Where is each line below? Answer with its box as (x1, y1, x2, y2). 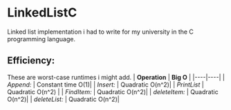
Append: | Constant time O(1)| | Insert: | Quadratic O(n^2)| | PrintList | (7, 80, 204, 89)
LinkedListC (7, 5, 77, 21)
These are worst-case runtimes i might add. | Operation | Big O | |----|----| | (7, 73, 225, 81)
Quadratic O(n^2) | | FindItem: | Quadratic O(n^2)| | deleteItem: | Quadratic (7, 87, 219, 96)
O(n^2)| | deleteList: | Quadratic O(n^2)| (7, 95, 120, 103)
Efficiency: (7, 55, 55, 67)
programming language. (7, 34, 76, 43)
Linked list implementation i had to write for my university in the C (7, 27, 194, 36)
